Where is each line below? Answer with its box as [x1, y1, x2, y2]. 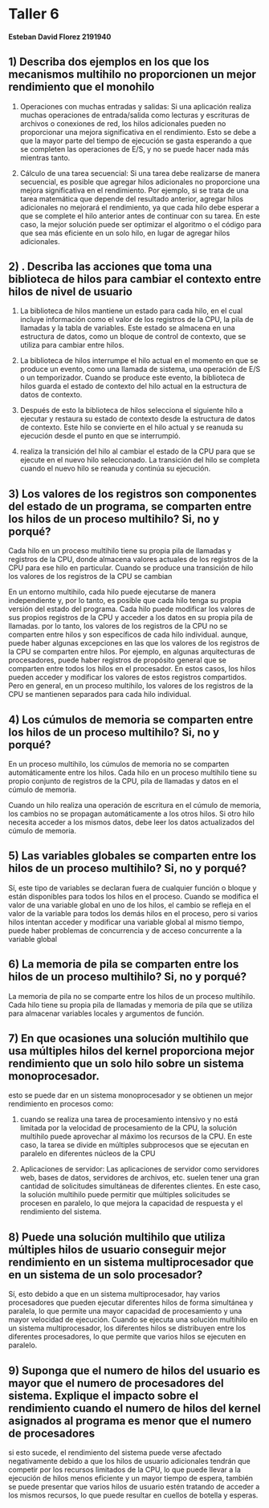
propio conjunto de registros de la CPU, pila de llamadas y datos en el [8, 776, 238, 786]
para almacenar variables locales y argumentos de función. [8, 1009, 205, 1018]
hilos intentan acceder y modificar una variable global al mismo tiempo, [8, 917, 245, 927]
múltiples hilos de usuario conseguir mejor [8, 1242, 226, 1257]
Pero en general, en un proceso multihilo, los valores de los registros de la [8, 681, 254, 691]
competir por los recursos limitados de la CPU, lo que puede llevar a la [8, 1465, 241, 1474]
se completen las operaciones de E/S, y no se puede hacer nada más [19, 144, 250, 153]
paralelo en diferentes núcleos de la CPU [19, 1149, 156, 1159]
